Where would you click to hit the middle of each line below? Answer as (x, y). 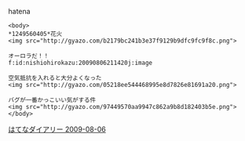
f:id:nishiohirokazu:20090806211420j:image (80, 63)
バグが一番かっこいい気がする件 (52, 100)
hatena (19, 11)
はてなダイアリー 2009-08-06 (57, 129)
